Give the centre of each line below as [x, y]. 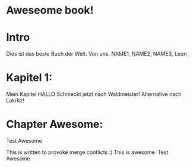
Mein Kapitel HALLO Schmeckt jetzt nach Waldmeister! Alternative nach [94, 94]
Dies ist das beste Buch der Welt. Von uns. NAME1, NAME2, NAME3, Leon [96, 54]
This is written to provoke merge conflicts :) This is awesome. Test [87, 152]
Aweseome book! [50, 10]
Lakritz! [15, 101]
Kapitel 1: [29, 78]
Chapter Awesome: [55, 124]
